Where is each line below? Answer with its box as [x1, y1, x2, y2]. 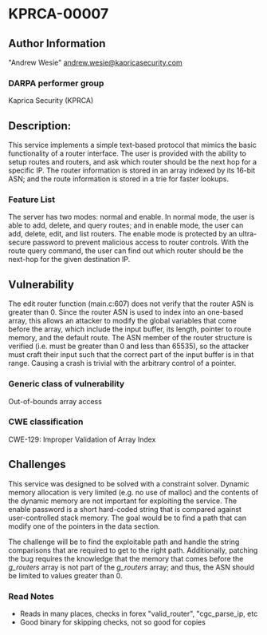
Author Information [8, 37, 106, 50]
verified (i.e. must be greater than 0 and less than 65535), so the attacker [8, 341, 249, 351]
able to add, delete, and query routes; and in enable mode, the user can [8, 220, 244, 230]
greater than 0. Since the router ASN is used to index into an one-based [8, 308, 244, 317]
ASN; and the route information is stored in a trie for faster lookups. [8, 174, 230, 184]
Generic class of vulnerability [8, 379, 125, 390]
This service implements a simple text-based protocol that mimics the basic [8, 141, 257, 150]
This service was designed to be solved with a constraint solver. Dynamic [8, 478, 249, 488]
